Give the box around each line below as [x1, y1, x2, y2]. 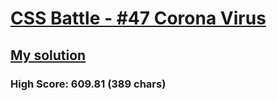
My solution [10, 47, 87, 64]
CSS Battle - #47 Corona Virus [10, 7, 267, 30]
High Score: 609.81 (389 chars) [10, 77, 167, 91]
